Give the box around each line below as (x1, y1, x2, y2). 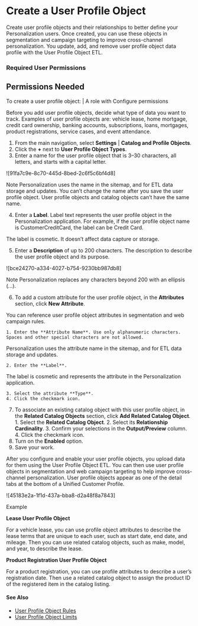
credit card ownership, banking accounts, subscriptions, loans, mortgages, (6, 121, 189, 128)
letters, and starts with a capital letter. (14, 158, 107, 165)
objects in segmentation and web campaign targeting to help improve (6, 468, 176, 475)
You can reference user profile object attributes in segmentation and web (6, 312, 184, 319)
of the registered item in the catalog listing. (6, 580, 111, 588)
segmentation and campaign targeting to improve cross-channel (6, 36, 163, 43)
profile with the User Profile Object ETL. (6, 48, 103, 56)
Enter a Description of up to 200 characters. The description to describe (14, 246, 192, 254)
